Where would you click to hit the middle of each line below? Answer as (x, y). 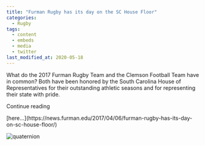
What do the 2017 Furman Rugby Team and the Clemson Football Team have (103, 75)
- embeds (23, 40)
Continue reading (28, 106)
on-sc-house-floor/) (32, 124)
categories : (21, 18)
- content (24, 35)
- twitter (24, 52)
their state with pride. (33, 94)
